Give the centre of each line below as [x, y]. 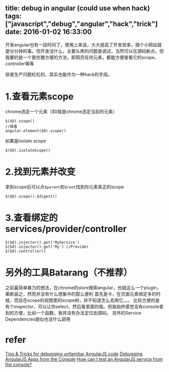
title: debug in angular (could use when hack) [77, 8]
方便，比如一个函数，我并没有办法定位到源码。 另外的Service [77, 313]
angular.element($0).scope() [36, 131]
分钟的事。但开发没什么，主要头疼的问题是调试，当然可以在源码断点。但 [89, 51]
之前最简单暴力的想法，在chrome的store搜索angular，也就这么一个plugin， [83, 287]
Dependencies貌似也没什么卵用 [38, 319]
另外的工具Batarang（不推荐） [69, 272]
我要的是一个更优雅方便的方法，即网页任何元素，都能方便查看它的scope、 [82, 57]
